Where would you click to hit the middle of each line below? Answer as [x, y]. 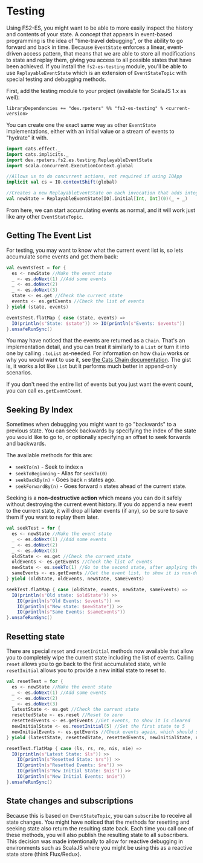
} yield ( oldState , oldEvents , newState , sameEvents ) [76, 579]
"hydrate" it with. [27, 138]
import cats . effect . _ [34, 149]
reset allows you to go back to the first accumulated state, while [86, 664]
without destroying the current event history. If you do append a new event [99, 504]
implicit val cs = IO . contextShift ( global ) [62, 182]
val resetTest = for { [35, 681]
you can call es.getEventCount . [44, 391]
